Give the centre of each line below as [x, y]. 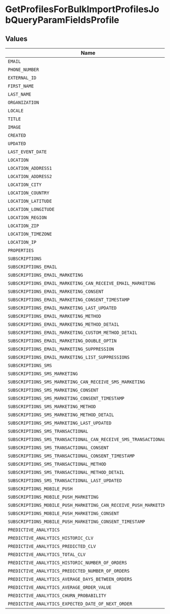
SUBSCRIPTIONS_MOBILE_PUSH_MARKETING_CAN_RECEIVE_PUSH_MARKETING [88, 505]
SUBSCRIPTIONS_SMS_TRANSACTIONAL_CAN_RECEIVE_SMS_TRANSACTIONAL [87, 439]
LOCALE [16, 111]
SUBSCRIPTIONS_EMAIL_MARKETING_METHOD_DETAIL [63, 324]
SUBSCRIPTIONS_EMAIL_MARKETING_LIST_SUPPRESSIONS [69, 357]
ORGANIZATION [24, 102]
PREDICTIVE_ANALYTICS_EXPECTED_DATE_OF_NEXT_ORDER [70, 604]
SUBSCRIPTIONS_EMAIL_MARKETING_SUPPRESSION [61, 349]
